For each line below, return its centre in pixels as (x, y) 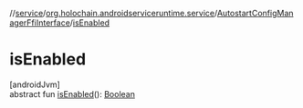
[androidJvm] (35, 84)
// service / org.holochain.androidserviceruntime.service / (113, 13)
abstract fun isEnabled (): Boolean (72, 93)
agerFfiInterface (40, 23)
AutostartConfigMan (255, 13)
